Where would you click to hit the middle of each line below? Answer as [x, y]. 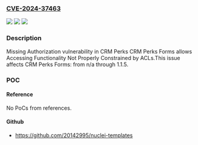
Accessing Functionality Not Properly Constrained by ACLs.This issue [93, 58]
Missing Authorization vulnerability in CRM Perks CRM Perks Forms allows [99, 51]
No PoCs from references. [39, 108]
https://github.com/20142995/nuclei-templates [74, 135]
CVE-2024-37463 [33, 8]
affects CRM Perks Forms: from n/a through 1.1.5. [67, 64]
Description [24, 38]
